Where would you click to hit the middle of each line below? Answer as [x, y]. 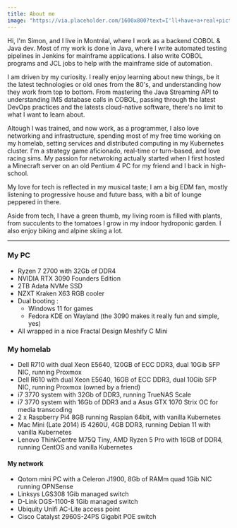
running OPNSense [45, 487]
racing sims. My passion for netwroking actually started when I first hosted [116, 158]
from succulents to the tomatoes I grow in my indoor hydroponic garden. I [114, 223]
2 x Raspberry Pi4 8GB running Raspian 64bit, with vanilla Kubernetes [119, 417]
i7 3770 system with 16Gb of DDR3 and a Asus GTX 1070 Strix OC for [118, 402]
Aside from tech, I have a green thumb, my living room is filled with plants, [115, 216]
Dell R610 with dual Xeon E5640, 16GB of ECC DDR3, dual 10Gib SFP [117, 380]
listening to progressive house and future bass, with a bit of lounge [105, 194]
